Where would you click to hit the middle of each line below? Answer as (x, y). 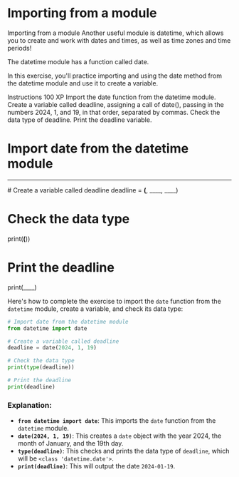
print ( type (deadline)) (41, 368)
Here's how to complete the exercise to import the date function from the (115, 301)
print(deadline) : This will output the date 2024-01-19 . (96, 466)
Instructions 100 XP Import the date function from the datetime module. (112, 97)
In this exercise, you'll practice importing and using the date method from (115, 76)
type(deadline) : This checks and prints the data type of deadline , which (123, 451)
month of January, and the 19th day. (70, 443)
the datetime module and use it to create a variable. (83, 83)
